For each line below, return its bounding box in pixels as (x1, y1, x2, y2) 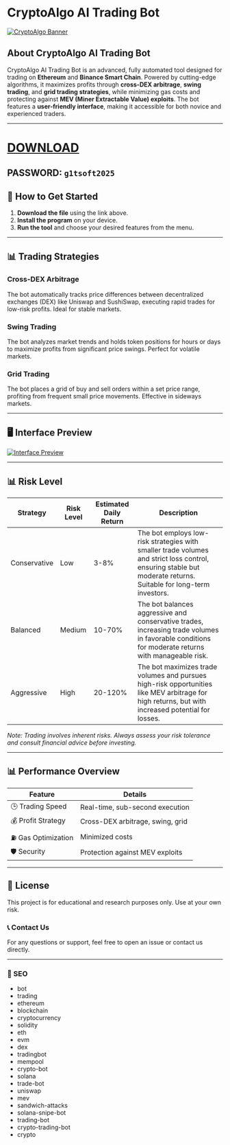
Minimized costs (79, 832, 133, 842)
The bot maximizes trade (137, 662, 218, 672)
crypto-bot (16, 1065, 48, 1073)
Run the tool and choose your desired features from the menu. (16, 223, 194, 231)
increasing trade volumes (137, 625, 219, 635)
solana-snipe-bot (16, 1109, 66, 1117)
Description (159, 508, 199, 518)
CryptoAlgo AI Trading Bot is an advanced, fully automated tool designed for (7, 65, 222, 73)
